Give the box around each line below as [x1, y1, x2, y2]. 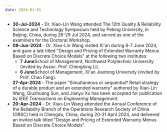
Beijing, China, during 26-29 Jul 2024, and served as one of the [12, 31, 144, 37]
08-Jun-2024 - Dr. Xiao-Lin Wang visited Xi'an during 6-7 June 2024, [12, 42, 157, 48]
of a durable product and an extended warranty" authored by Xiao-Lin [12, 84, 157, 90]
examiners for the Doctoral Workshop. [12, 37, 91, 43]
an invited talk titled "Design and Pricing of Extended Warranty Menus [12, 116, 156, 122]
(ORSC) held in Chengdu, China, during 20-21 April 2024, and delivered [12, 111, 160, 117]
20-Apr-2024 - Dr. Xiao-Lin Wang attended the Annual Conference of [12, 100, 157, 106]
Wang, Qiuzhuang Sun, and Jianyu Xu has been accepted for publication [12, 90, 162, 96]
